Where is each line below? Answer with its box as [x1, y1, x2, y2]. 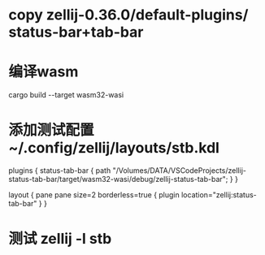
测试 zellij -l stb [8, 230, 112, 249]
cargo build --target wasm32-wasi [8, 90, 124, 100]
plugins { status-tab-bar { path [8, 166, 111, 175]
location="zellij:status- [181, 190, 258, 200]
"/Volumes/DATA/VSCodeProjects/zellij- [112, 166, 246, 175]
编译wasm [8, 63, 79, 81]
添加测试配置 [8, 121, 95, 140]
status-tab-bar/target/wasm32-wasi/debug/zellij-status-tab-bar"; [8, 175, 228, 184]
